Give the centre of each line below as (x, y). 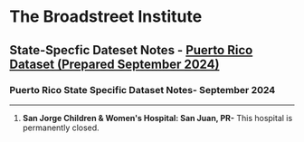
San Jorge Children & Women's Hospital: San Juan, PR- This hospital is (157, 118)
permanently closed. (61, 128)
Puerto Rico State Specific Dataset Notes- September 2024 (142, 90)
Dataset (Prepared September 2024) (114, 64)
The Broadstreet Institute (106, 17)
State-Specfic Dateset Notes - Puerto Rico (131, 50)
